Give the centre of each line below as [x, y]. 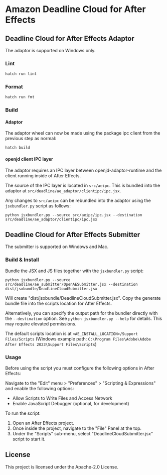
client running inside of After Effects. [43, 175]
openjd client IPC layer [29, 159]
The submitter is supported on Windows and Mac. [57, 247]
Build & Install [22, 260]
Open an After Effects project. [43, 423]
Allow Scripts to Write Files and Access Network [62, 398]
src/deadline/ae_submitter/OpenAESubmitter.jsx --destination [71, 284]
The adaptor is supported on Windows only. [50, 50]
